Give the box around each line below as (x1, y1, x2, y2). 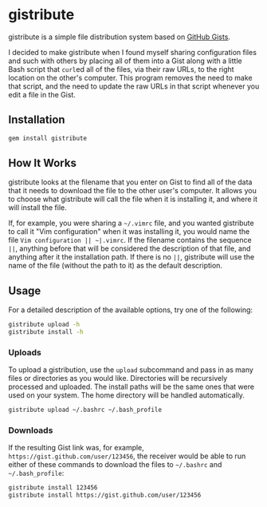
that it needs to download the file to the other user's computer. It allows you (8, 186, 257, 196)
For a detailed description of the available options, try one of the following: (8, 305, 253, 315)
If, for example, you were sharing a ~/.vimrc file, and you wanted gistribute (8, 218, 254, 228)
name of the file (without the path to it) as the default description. (8, 261, 223, 271)
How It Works (8, 156, 77, 170)
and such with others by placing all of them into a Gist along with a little (8, 56, 242, 65)
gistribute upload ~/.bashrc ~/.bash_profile (8, 406, 162, 414)
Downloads (8, 425, 53, 436)
